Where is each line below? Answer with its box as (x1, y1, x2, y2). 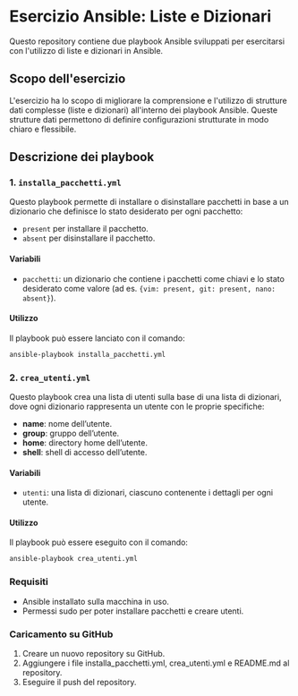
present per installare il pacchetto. (21, 224, 149, 234)
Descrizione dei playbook (9, 149, 155, 165)
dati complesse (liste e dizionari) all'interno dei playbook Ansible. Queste (9, 105, 278, 115)
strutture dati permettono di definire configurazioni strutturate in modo (9, 114, 269, 124)
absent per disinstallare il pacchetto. (21, 233, 156, 243)
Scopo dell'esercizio (9, 72, 126, 87)
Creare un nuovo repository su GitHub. (21, 648, 166, 658)
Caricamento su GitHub (9, 628, 114, 641)
